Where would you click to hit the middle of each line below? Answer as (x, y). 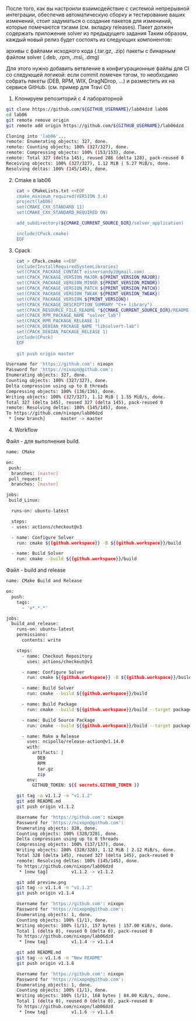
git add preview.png (41, 882)
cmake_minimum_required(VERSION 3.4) (62, 196)
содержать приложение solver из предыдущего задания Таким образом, (97, 33)
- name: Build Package (49, 704)
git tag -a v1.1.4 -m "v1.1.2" (55, 888)
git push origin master (45, 354)
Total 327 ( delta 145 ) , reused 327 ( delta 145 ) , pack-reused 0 (85, 402)
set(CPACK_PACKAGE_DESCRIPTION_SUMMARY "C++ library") (85, 305)
